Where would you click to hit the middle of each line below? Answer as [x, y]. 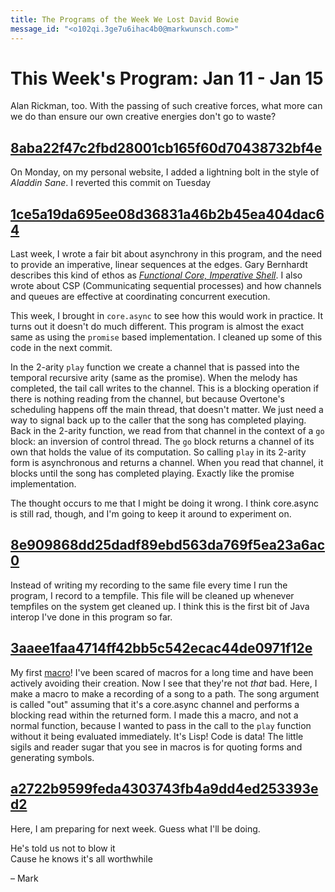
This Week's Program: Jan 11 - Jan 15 [167, 78]
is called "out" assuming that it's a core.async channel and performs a [155, 704]
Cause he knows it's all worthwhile [81, 858]
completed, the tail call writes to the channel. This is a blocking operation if [165, 388]
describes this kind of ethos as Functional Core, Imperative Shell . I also [156, 275]
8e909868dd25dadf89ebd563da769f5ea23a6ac [168, 545]
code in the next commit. [61, 348]
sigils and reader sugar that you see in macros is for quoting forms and [156, 747]
